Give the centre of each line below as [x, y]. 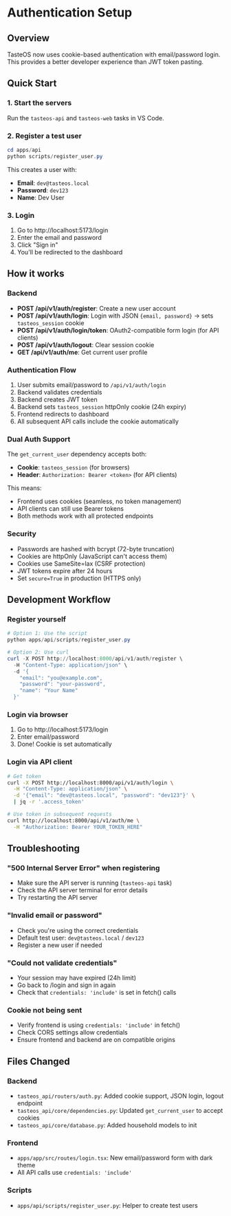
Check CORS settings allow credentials [73, 1032]
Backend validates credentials [59, 393]
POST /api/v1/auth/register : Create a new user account [96, 308]
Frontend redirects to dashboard [63, 414]
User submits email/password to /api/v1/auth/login [91, 385]
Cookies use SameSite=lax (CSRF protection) [81, 563]
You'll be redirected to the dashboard [70, 252]
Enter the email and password [59, 238]
